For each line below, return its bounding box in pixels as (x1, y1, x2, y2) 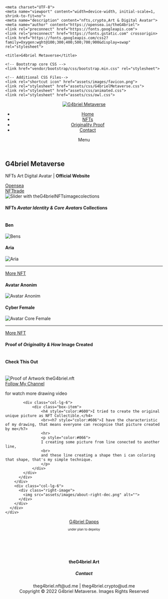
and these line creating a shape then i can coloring (40, 453, 155, 458)
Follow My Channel (5, 380, 45, 386)
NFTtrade (5, 188, 24, 194)
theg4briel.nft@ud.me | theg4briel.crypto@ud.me (33, 583, 135, 589)
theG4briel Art (68, 559, 99, 565)
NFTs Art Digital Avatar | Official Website (5, 173, 90, 179)
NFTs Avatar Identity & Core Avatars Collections (5, 205, 107, 211)
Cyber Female (5, 304, 35, 311)
